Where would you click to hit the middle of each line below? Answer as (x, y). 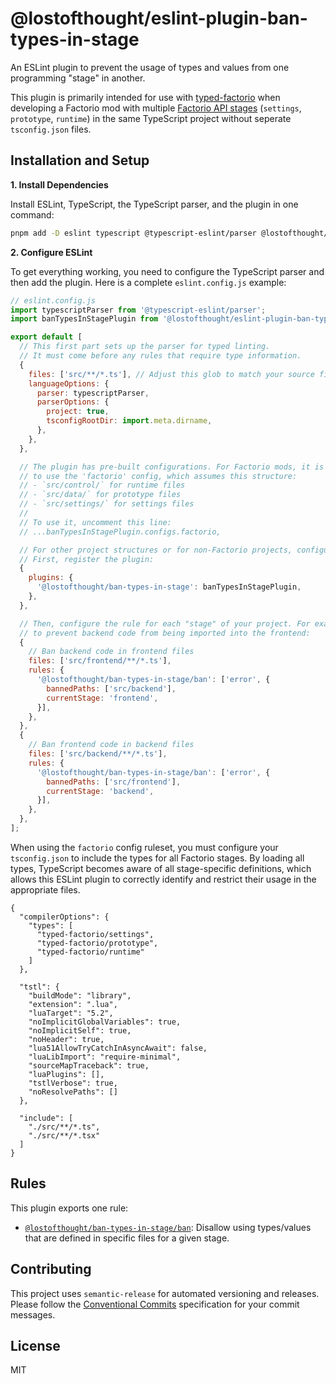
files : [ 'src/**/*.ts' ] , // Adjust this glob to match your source (171, 374)
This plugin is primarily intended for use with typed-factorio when (145, 97)
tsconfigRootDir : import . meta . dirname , (129, 421)
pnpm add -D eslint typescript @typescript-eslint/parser (133, 233)
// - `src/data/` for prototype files (100, 495)
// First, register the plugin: (87, 559)
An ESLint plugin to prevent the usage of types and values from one (150, 67)
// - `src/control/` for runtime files (102, 485)
